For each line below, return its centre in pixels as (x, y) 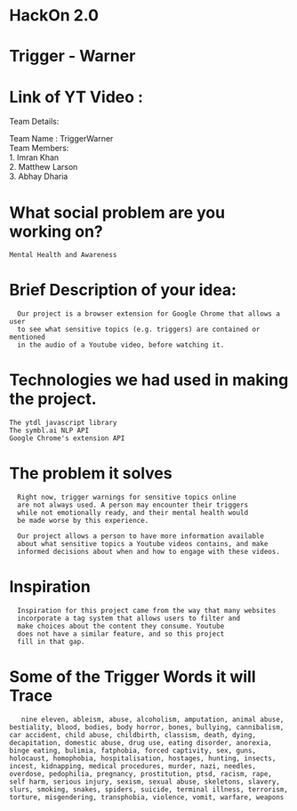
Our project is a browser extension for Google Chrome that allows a (148, 314)
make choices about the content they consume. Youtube (121, 626)
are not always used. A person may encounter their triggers (133, 505)
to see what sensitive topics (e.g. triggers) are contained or (139, 330)
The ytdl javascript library (63, 423)
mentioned (28, 337)
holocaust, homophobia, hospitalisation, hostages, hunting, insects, (143, 758)
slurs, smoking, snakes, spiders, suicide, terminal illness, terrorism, (149, 789)
